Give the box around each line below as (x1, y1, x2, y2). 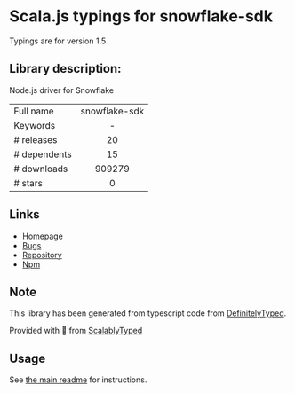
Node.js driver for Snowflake (9, 84, 114, 95)
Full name (13, 105, 55, 117)
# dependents (13, 148, 73, 161)
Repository (21, 249, 62, 260)
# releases (13, 133, 58, 145)
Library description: (9, 61, 122, 76)
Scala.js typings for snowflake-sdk (9, 6, 274, 27)
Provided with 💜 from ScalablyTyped (9, 326, 143, 336)
